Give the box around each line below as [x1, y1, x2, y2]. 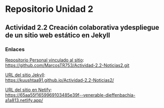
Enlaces [5, 46, 25, 53]
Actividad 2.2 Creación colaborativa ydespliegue [5, 23, 160, 32]
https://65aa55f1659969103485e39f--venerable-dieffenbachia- [5, 92, 136, 98]
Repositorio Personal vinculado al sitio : [5, 57, 84, 63]
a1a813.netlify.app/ [5, 97, 43, 103]
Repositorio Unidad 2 [5, 3, 94, 15]
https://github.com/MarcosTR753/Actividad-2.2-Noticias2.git [5, 62, 130, 68]
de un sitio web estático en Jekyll [5, 31, 110, 39]
